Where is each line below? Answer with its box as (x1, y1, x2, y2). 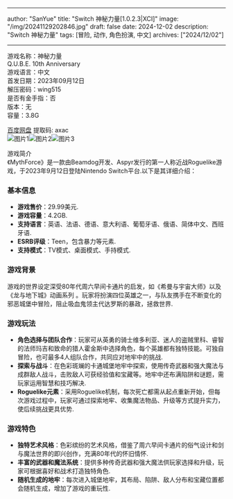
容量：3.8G (7, 112, 40, 119)
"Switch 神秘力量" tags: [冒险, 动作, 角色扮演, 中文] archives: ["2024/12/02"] (7, 30, 224, 39)
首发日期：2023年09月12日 (7, 77, 85, 85)
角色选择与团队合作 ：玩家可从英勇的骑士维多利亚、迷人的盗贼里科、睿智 (17, 335, 224, 344)
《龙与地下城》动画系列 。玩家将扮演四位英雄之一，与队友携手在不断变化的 (7, 290, 222, 299)
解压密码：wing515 (7, 85, 62, 94)
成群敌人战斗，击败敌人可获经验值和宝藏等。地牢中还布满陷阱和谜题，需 (17, 370, 224, 378)
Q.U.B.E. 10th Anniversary (7, 60, 81, 68)
